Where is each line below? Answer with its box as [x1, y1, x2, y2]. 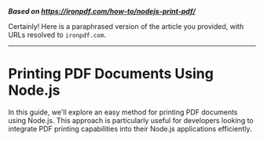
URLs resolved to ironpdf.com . [8, 31, 106, 39]
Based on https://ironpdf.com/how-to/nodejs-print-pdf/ [8, 7, 196, 16]
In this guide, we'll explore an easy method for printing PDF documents [8, 107, 238, 117]
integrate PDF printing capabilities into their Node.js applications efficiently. [8, 124, 252, 133]
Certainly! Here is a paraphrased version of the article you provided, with [8, 22, 244, 31]
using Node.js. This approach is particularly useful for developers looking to [8, 115, 254, 125]
